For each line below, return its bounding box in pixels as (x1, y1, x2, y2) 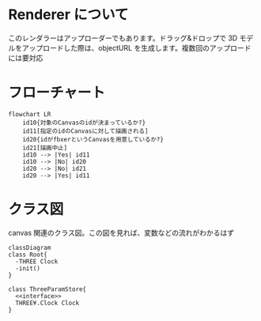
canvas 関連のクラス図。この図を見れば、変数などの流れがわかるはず (8, 228, 235, 237)
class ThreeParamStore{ (8, 285, 87, 293)
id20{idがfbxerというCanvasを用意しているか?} (22, 135, 165, 143)
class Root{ (8, 251, 47, 259)
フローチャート (8, 84, 105, 102)
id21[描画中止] (22, 144, 68, 152)
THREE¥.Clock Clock (15, 299, 80, 307)
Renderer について (8, 6, 129, 24)
